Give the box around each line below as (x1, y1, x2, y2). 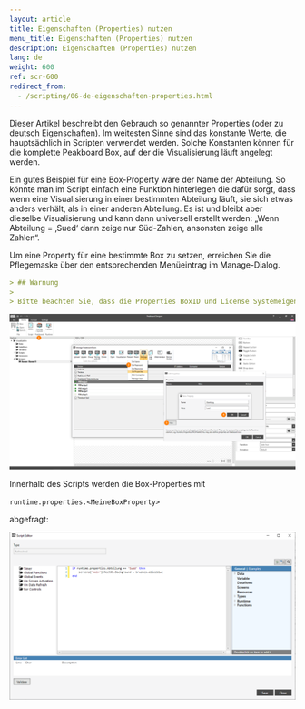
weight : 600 (9, 63, 54, 72)
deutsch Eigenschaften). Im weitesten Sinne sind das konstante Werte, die (9, 127, 288, 138)
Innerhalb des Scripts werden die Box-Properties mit (9, 479, 206, 490)
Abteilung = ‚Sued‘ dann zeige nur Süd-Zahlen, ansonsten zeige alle (9, 222, 264, 233)
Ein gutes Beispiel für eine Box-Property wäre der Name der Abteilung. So (9, 174, 286, 185)
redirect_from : (9, 82, 67, 91)
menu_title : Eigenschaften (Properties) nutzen (9, 34, 193, 43)
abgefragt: (9, 514, 49, 525)
